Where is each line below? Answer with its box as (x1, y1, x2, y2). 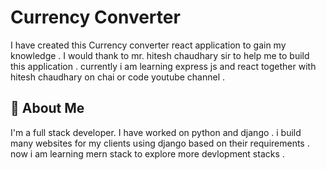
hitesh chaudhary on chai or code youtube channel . (10, 71, 226, 83)
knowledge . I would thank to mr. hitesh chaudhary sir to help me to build (10, 49, 310, 61)
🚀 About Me (10, 100, 85, 117)
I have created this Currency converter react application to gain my (10, 39, 287, 51)
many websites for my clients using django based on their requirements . (10, 137, 310, 149)
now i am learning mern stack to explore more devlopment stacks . (10, 147, 285, 160)
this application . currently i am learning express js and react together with (10, 60, 317, 72)
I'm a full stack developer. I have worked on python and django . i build (10, 126, 302, 138)
